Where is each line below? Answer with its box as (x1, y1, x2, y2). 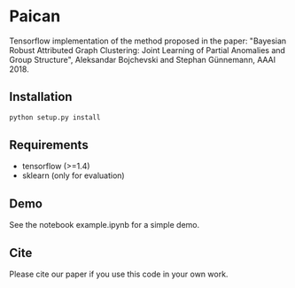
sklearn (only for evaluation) (21, 170, 126, 181)
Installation (9, 90, 73, 105)
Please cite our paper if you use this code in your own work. (9, 269, 229, 280)
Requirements (9, 137, 89, 152)
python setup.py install (9, 113, 101, 121)
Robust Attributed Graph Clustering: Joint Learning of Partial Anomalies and (9, 44, 286, 55)
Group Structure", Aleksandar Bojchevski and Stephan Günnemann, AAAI (9, 54, 276, 65)
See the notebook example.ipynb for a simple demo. (9, 220, 200, 230)
